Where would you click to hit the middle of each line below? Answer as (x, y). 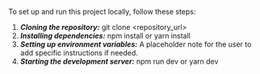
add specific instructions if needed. (79, 53)
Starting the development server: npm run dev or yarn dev (119, 61)
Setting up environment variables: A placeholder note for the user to (136, 44)
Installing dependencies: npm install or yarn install (105, 36)
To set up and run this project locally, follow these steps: (102, 12)
